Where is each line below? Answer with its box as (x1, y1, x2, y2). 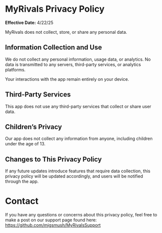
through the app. (5, 179, 39, 185)
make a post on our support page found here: (5, 217, 97, 223)
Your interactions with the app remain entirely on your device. (5, 76, 130, 82)
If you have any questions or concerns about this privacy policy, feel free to (5, 212, 158, 218)
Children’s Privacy (5, 122, 62, 131)
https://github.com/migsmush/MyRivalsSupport (5, 222, 101, 228)
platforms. (5, 67, 26, 72)
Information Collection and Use (5, 43, 102, 52)
